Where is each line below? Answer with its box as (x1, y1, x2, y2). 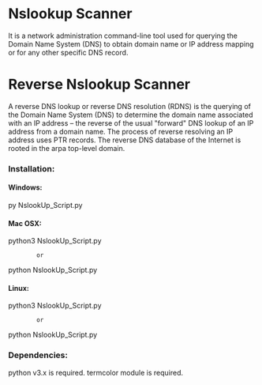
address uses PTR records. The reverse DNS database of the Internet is (8, 135, 241, 145)
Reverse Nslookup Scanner (8, 76, 191, 93)
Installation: (8, 163, 55, 174)
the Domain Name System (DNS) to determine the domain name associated (8, 110, 254, 119)
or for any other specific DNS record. (8, 47, 129, 57)
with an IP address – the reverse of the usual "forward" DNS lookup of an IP (8, 118, 254, 127)
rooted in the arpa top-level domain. (8, 143, 125, 153)
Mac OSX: (8, 218, 42, 228)
